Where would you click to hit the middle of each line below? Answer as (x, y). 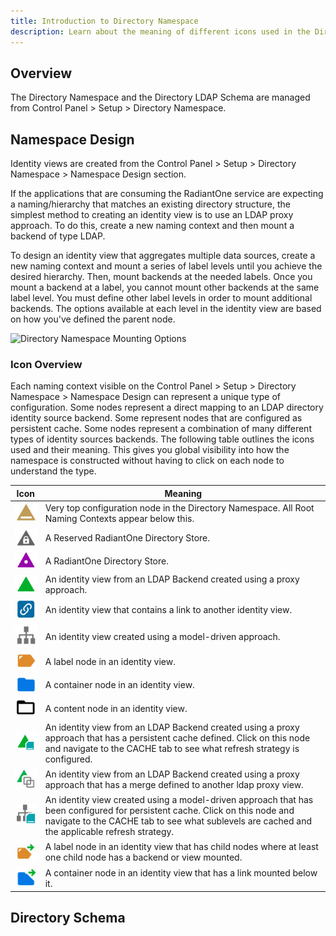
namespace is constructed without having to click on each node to (147, 461)
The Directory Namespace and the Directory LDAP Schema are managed (160, 97)
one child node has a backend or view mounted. (143, 857)
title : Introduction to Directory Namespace (104, 21)
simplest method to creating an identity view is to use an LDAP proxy (152, 215)
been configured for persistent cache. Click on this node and (169, 810)
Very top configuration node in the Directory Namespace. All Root (179, 508)
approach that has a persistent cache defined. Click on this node (177, 737)
